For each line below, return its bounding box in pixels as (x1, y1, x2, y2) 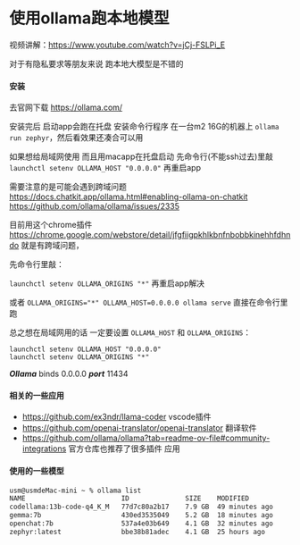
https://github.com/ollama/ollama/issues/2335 (9, 201, 180, 212)
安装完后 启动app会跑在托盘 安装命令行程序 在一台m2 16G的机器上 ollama (9, 122, 279, 132)
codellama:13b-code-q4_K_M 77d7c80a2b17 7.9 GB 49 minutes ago (9, 502, 274, 512)
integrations (21, 443, 67, 454)
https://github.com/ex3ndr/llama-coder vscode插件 (21, 412, 212, 423)
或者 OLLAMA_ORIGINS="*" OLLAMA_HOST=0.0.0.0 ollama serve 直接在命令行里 (9, 297, 288, 308)
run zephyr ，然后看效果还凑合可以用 (9, 132, 144, 143)
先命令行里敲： (9, 259, 64, 270)
